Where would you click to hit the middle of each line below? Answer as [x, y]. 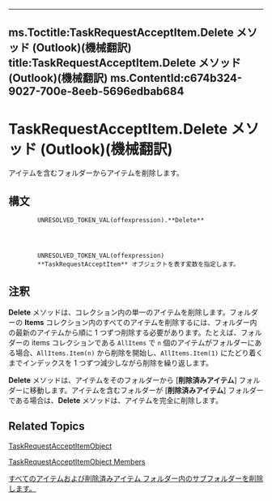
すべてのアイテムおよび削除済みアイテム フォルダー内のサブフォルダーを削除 [136, 478]
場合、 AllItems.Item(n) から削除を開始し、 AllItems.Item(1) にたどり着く [139, 353]
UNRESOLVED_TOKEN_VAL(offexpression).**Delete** [121, 221]
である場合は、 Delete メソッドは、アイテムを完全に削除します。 [115, 400]
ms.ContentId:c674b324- [176, 78]
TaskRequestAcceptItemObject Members [77, 461]
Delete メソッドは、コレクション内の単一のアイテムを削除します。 [119, 312]
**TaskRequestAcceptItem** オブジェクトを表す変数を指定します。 [139, 264]
